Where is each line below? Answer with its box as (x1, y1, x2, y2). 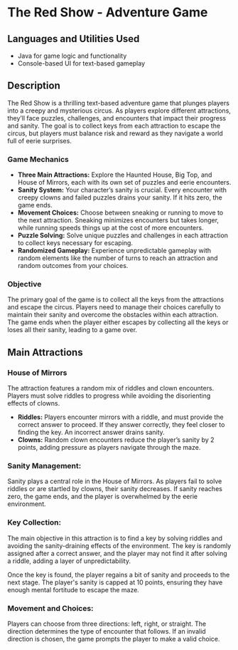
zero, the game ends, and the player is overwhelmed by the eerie (7, 492, 198, 501)
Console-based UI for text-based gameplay (17, 59, 146, 68)
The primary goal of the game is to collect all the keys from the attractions (7, 295, 225, 304)
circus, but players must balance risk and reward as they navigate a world (7, 129, 224, 138)
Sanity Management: (7, 461, 82, 471)
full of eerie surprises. (7, 136, 72, 145)
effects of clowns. (7, 399, 60, 408)
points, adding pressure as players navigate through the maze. (17, 443, 201, 452)
